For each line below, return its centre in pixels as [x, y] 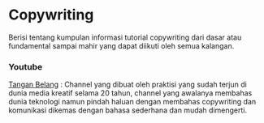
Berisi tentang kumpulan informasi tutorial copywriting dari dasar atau [125, 37]
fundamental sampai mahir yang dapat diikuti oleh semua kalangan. [121, 45]
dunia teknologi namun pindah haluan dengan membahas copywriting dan [132, 102]
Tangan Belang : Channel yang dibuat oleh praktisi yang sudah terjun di [128, 85]
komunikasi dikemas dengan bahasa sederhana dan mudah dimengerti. [128, 110]
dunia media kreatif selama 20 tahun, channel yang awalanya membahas [130, 93]
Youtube [26, 66]
